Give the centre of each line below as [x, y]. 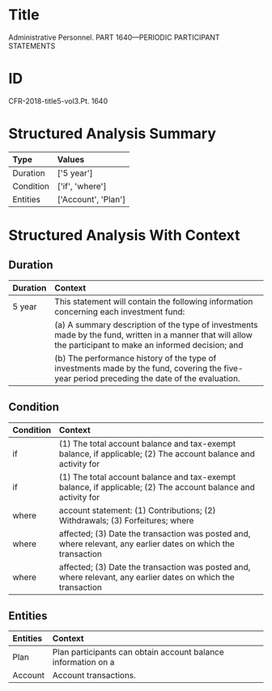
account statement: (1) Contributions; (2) [138, 510]
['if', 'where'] [82, 186]
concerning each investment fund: [120, 312]
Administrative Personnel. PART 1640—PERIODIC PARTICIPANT [114, 37]
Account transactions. [94, 676]
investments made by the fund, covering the [138, 368]
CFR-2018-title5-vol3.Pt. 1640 [58, 101]
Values [71, 159]
